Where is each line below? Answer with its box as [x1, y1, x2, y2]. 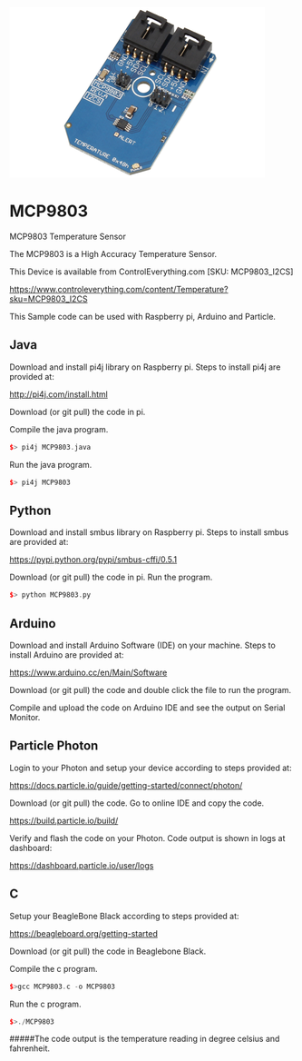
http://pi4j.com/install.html [9, 389, 109, 400]
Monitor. [9, 712, 41, 722]
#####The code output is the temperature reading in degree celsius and [9, 1034, 280, 1045]
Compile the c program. [9, 963, 98, 974]
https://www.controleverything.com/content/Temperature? [9, 283, 229, 294]
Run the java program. [9, 459, 93, 470]
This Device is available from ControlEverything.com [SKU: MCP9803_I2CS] [9, 266, 294, 277]
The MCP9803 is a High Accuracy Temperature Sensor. [9, 248, 218, 259]
